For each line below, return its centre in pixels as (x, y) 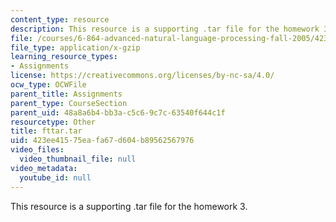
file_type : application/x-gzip (75, 47)
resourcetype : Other (53, 122)
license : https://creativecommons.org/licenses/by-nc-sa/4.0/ (142, 76)
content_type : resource (60, 19)
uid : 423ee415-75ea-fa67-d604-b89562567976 (102, 141)
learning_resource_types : (64, 57)
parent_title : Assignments (66, 94)
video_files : (37, 150)
